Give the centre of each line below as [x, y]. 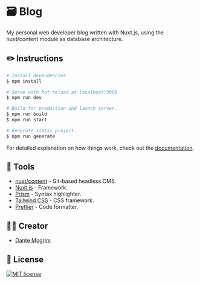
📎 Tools [21, 167]
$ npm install [24, 81]
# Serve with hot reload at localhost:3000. [63, 92]
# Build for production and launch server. [62, 109]
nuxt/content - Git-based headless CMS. [66, 181]
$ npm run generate [31, 136]
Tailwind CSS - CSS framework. [55, 200]
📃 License [25, 259]
